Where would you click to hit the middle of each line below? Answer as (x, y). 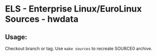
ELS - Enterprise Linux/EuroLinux (74, 9)
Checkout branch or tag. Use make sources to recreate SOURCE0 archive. (79, 49)
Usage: (16, 37)
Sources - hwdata (42, 19)
